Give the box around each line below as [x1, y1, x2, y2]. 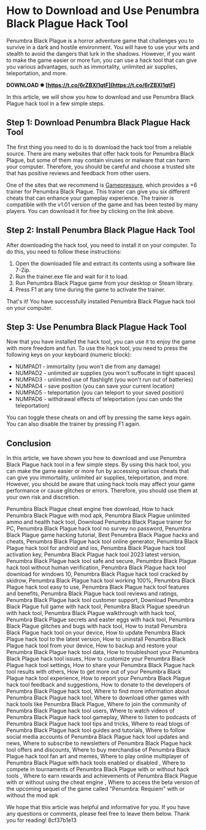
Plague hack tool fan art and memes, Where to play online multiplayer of [6, 753, 189, 760]
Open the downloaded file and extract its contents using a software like [15, 260, 196, 267]
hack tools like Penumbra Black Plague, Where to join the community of [6, 701, 187, 708]
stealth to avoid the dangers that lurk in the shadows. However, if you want [6, 50, 195, 57]
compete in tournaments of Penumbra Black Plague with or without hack [6, 766, 189, 773]
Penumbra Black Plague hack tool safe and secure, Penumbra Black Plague [6, 557, 197, 565]
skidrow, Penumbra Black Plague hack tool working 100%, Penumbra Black [6, 577, 196, 584]
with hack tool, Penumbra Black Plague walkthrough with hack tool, [6, 609, 177, 617]
